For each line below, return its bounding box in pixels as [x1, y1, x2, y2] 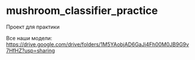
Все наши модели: [6, 34, 53, 41]
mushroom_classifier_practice [6, 4, 159, 17]
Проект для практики [6, 23, 60, 30]
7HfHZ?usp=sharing [6, 47, 55, 54]
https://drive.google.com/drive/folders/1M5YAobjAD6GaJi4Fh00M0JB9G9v [6, 41, 189, 48]
